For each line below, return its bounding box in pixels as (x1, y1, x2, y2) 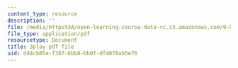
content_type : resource (7, 10, 78, 18)
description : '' (7, 17, 55, 24)
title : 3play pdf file (7, 43, 74, 50)
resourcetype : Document (7, 37, 78, 44)
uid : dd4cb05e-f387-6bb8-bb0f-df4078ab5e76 (7, 50, 138, 57)
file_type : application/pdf (7, 30, 91, 38)
